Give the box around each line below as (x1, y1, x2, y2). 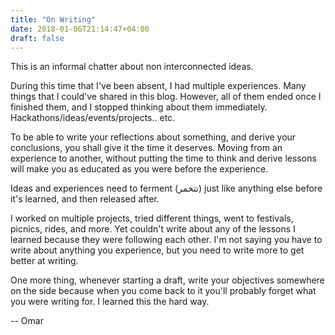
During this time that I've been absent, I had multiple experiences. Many (10, 80, 307, 92)
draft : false (10, 33, 65, 43)
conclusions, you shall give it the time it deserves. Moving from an (10, 142, 283, 154)
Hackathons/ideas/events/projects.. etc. (10, 112, 176, 124)
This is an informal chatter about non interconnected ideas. (10, 61, 254, 73)
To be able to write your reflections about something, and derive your (10, 131, 297, 143)
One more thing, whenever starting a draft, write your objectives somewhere (10, 274, 325, 286)
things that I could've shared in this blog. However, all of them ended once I (10, 91, 322, 103)
